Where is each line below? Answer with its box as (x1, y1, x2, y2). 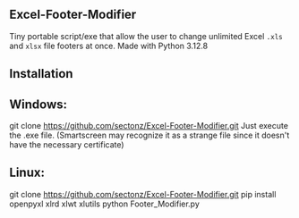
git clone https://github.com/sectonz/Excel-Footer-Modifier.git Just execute (9, 121, 289, 131)
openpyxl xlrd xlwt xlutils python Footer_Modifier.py (9, 198, 200, 209)
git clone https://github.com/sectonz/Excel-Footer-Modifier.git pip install (9, 189, 277, 199)
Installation (9, 66, 73, 81)
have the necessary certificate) (9, 139, 124, 150)
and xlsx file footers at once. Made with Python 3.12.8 (9, 40, 209, 51)
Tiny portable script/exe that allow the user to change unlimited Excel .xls (9, 30, 284, 41)
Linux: (9, 165, 45, 180)
